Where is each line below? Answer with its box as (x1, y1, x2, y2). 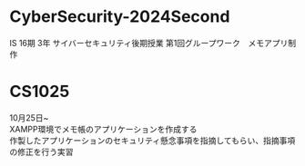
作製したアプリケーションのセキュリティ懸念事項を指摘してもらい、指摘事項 (9, 134, 296, 146)
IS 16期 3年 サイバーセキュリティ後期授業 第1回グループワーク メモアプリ (9, 37, 289, 48)
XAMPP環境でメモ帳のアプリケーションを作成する (9, 123, 198, 134)
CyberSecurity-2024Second (9, 6, 230, 27)
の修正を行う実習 (9, 146, 74, 157)
